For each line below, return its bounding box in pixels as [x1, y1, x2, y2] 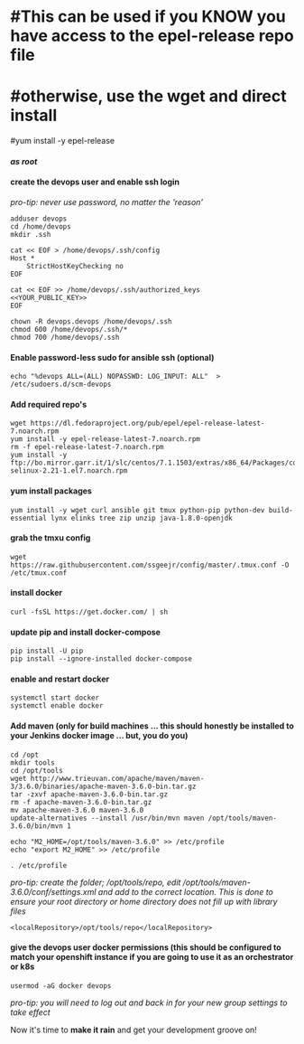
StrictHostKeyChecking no [26, 261, 124, 270]
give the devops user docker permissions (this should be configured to [10, 942, 282, 953]
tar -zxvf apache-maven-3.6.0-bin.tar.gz [10, 789, 169, 799]
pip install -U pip [10, 646, 84, 656]
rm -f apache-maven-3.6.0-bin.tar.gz [10, 797, 152, 806]
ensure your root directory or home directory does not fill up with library [10, 896, 278, 907]
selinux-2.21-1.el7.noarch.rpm [10, 466, 128, 475]
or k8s [10, 961, 35, 973]
